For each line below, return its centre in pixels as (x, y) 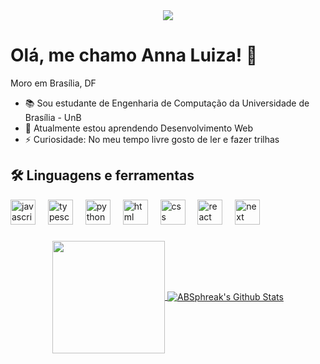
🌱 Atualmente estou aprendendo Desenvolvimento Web (138, 128)
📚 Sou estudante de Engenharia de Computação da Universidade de (167, 103)
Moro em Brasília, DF (53, 83)
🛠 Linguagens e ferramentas (102, 175)
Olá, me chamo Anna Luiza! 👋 (134, 55)
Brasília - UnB (53, 117)
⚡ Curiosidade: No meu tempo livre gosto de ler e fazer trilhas (152, 139)
